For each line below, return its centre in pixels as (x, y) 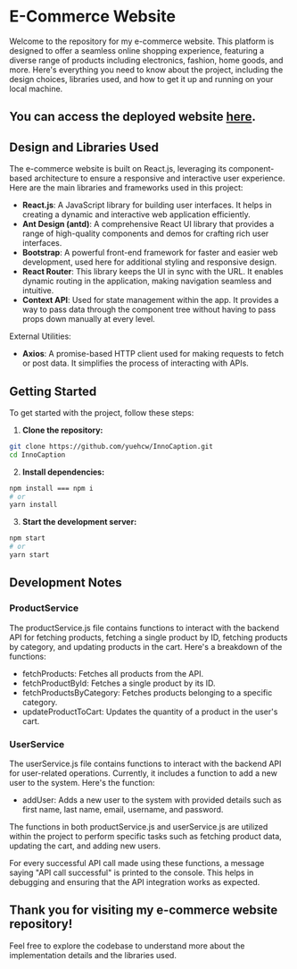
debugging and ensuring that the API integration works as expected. (135, 881)
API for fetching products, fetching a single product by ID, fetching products (148, 637)
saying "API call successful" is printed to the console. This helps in (132, 872)
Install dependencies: (63, 472)
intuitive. (38, 291)
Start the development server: (79, 522)
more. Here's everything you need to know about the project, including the (146, 70)
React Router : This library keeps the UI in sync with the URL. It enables (153, 272)
